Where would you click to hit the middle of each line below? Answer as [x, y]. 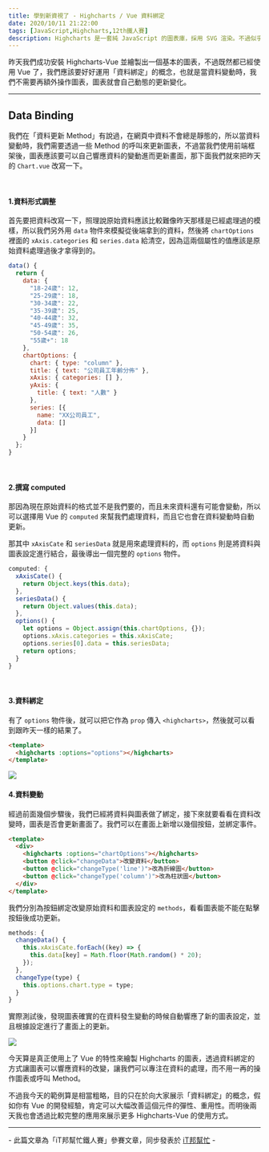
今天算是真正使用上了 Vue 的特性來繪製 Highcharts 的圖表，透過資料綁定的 [131, 1058]
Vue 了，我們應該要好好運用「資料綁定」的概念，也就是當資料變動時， [133, 72]
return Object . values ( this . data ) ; [80, 606]
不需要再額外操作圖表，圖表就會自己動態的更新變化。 [102, 82]
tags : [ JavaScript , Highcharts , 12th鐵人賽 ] [78, 31]
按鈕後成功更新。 [36, 918]
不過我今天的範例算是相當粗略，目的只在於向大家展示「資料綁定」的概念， [131, 1096]
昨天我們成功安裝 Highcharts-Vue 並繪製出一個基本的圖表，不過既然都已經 [131, 62]
